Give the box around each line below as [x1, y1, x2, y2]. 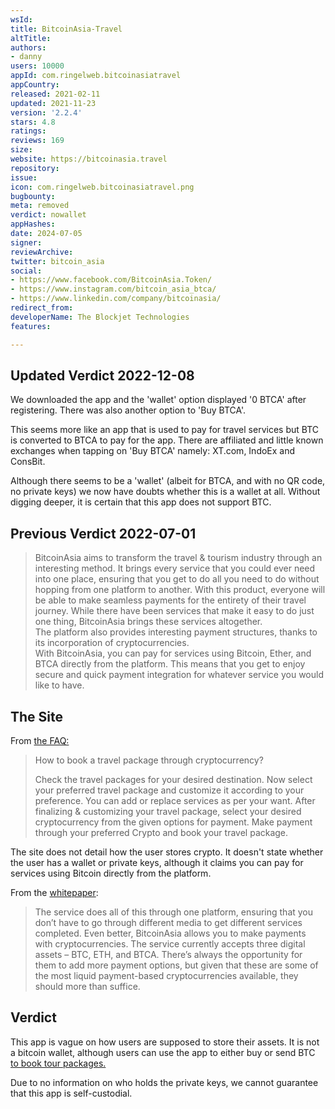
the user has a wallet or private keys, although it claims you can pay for [10, 856, 304, 868]
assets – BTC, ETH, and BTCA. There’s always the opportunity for [34, 948, 303, 960]
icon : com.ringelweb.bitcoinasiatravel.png [10, 182, 195, 192]
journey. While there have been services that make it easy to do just [34, 605, 315, 617]
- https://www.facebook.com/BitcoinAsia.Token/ [10, 275, 213, 285]
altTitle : [10, 33, 52, 43]
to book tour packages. [10, 1057, 107, 1069]
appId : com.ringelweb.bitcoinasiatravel [10, 71, 182, 81]
